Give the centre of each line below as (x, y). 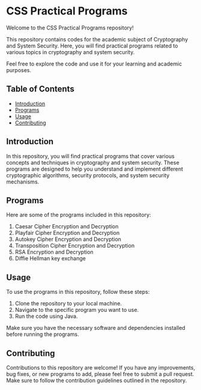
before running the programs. (43, 334)
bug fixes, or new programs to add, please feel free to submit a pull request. (100, 374)
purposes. (19, 70)
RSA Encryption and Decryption (54, 252)
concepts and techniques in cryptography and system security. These (93, 162)
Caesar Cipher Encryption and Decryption (67, 227)
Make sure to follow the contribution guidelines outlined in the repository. (97, 380)
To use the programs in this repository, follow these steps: (78, 292)
